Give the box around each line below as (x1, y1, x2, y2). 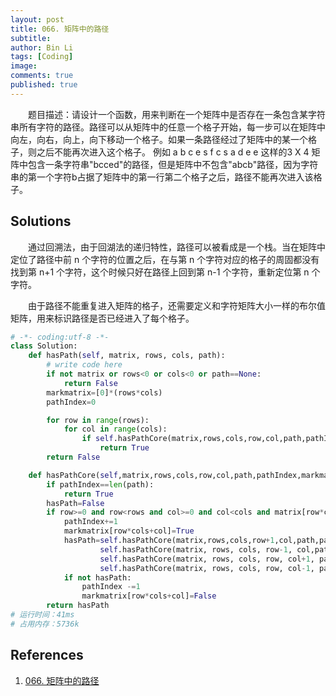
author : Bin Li (10, 42, 74, 53)
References (10, 647, 84, 664)
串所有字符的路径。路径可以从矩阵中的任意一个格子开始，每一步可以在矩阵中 (10, 121, 326, 133)
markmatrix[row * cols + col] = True (63, 526, 195, 536)
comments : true (10, 71, 74, 81)
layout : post (10, 14, 65, 25)
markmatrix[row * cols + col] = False (81, 591, 217, 601)
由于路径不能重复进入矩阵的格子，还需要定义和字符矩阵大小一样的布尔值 (27, 299, 326, 311)
